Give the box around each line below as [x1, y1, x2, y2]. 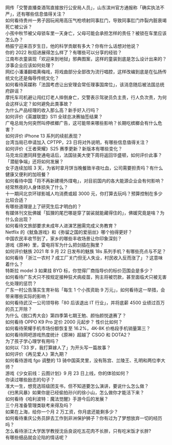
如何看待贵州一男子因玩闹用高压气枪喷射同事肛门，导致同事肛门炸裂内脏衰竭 [5, 17, 167, 23]
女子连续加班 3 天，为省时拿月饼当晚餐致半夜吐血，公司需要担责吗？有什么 [5, 165, 163, 171]
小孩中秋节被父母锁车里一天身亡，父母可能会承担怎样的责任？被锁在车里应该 [5, 30, 167, 36]
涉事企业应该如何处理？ [5, 62, 55, 68]
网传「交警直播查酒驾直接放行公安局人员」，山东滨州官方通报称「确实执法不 [5, 5, 165, 10]
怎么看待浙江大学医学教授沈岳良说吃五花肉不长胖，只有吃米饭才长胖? [5, 428, 152, 434]
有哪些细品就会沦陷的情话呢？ [5, 434, 68, 440]
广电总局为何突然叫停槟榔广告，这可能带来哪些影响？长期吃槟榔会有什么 [5, 120, 158, 126]
